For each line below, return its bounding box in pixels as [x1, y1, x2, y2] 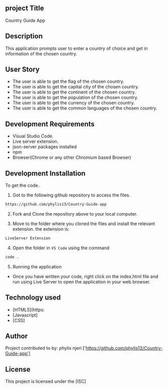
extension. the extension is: [12, 226, 69, 232]
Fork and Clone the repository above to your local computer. [12, 211, 138, 217]
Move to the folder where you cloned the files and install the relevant [12, 221, 155, 227]
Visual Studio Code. [12, 133, 54, 139]
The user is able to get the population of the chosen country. [12, 94, 138, 101]
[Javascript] [12, 312, 38, 318]
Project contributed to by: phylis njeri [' [5, 345, 86, 351]
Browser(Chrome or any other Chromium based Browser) [12, 154, 132, 160]
